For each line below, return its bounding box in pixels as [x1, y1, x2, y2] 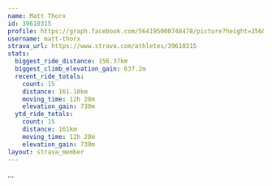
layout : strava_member [7, 148, 84, 156]
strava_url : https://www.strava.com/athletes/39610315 [7, 42, 197, 50]
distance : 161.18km [22, 87, 89, 96]
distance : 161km [22, 125, 78, 133]
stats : [7, 50, 30, 58]
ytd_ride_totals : [15, 110, 74, 119]
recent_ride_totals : [15, 72, 84, 80]
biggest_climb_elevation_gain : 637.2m [15, 65, 147, 73]
